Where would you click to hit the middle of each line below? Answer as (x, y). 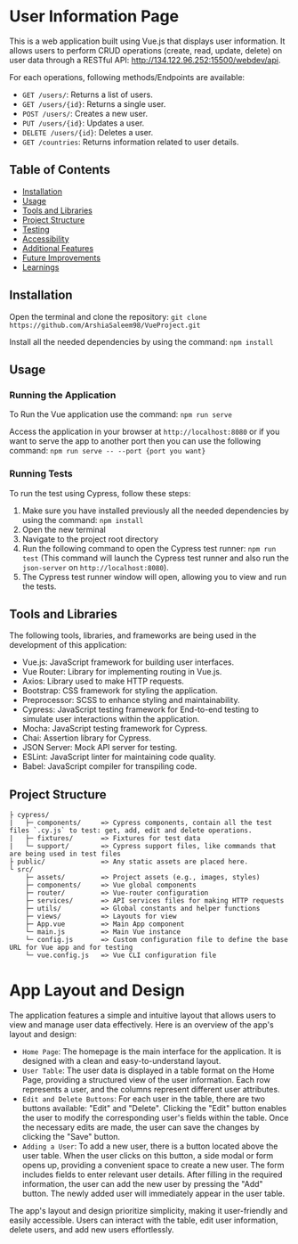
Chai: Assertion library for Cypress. (87, 738)
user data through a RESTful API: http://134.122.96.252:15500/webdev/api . (145, 60)
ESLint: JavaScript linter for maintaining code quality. (119, 757)
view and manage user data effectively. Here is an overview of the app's (141, 1025)
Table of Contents (60, 170)
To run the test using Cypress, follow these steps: (100, 493)
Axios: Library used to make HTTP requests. (103, 681)
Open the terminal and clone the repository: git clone (108, 316)
